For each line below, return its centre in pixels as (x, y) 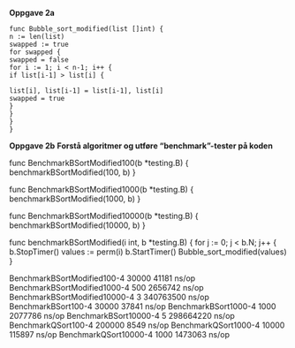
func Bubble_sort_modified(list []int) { (87, 29)
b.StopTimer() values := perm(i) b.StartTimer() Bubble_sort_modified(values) (148, 252)
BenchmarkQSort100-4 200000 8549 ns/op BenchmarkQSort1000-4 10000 (147, 325)
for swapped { (35, 52)
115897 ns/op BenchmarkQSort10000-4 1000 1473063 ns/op (119, 334)
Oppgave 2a (32, 13)
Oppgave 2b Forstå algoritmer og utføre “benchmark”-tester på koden (141, 146)
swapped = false (39, 60)
